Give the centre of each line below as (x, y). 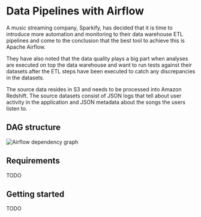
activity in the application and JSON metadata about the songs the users (96, 102)
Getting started (35, 194)
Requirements (33, 161)
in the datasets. (25, 78)
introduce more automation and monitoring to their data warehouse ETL (95, 34)
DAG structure (34, 127)
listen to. (17, 108)
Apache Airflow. (26, 47)
